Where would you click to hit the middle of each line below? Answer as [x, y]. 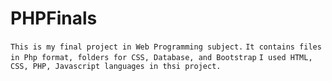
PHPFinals [54, 18]
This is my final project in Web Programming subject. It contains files [166, 47]
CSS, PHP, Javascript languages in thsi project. [116, 66]
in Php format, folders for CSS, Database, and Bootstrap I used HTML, [161, 57]
